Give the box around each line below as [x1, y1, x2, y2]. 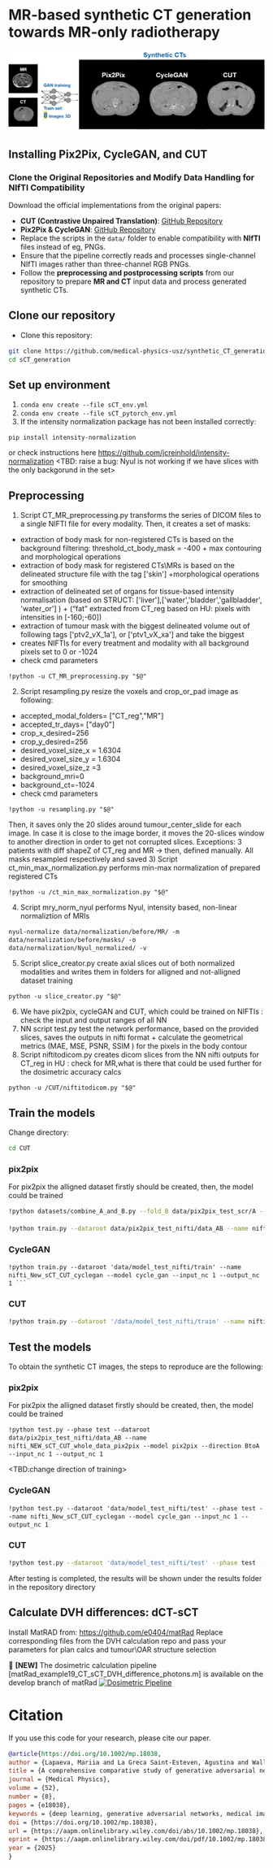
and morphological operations [19, 552, 122, 562]
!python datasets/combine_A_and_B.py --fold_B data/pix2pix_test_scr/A [8, 1207, 256, 1216]
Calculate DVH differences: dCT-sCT [8, 1605, 199, 1619]
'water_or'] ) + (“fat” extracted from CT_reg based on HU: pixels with [19, 604, 250, 614]
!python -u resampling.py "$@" [8, 806, 115, 814]
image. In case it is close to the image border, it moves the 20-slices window [8, 828, 265, 838]
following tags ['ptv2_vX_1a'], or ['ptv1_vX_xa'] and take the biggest [19, 630, 245, 640]
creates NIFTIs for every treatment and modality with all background [19, 638, 249, 648]
